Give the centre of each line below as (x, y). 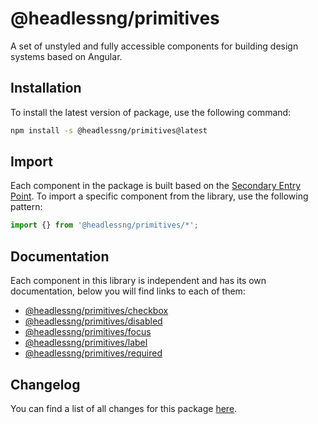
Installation (46, 88)
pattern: (26, 207)
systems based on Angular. (66, 56)
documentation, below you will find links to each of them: (128, 291)
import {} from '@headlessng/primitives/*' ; (104, 225)
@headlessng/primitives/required (93, 353)
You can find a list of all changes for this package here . (124, 408)
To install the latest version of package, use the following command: (151, 112)
